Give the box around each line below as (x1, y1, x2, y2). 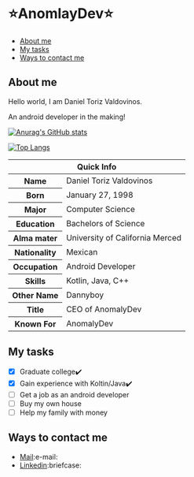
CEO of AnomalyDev (66, 304, 142, 315)
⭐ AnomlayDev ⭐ (8, 5, 114, 23)
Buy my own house (19, 398, 82, 408)
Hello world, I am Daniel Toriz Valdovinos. (8, 96, 143, 106)
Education (15, 218, 55, 229)
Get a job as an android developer (19, 389, 130, 399)
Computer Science (66, 203, 135, 214)
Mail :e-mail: (19, 452, 58, 461)
